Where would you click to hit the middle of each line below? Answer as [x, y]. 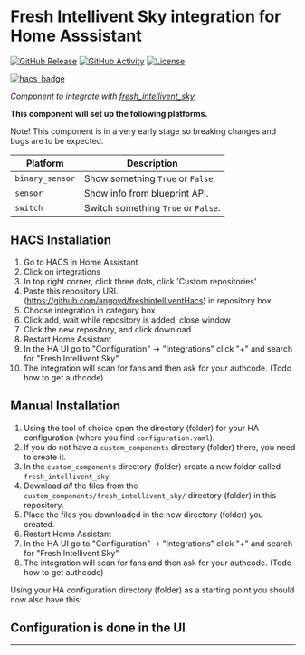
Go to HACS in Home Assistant [81, 262]
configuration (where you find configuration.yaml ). [119, 438]
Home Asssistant [76, 36]
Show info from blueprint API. [146, 193]
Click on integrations [62, 271]
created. [39, 524]
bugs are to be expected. [57, 140]
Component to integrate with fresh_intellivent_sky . [104, 96]
